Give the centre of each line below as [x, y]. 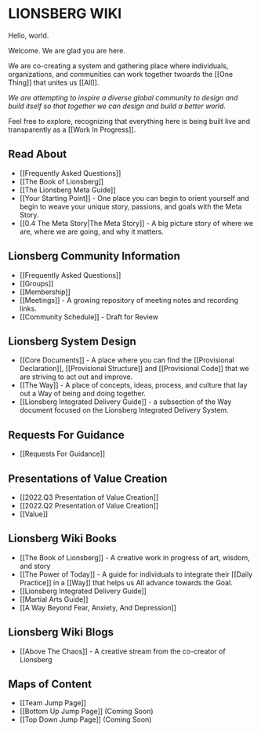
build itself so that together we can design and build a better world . [117, 106]
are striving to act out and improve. [76, 377]
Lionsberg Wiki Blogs [61, 632]
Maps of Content [50, 685]
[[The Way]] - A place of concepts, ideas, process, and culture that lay [133, 385]
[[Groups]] [36, 283]
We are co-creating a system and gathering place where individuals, [118, 66]
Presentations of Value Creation [88, 478]
